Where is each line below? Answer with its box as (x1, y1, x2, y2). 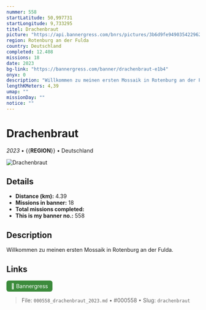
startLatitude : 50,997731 (6, 15, 72, 21)
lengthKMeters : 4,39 (6, 83, 59, 89)
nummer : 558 (6, 9, 37, 15)
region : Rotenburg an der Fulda (6, 37, 89, 43)
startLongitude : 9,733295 (6, 20, 72, 26)
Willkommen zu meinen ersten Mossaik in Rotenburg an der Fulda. (6, 246, 174, 254)
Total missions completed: (15, 206, 85, 213)
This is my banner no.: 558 (15, 212, 85, 219)
